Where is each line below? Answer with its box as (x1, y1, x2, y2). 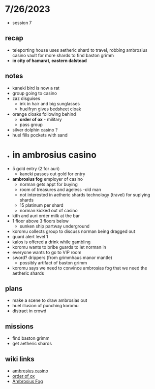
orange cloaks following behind (12, 111, 76, 117)
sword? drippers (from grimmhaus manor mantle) (12, 255, 112, 260)
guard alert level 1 (12, 233, 48, 239)
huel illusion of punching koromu (12, 303, 79, 309)
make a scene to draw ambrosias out (12, 297, 88, 303)
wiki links (5, 355, 34, 363)
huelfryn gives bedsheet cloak (19, 106, 81, 112)
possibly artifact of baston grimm (19, 259, 87, 265)
